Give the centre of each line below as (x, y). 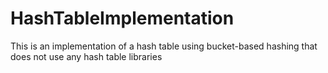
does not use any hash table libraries (86, 56)
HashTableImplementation (122, 18)
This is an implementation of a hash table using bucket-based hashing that (164, 46)
